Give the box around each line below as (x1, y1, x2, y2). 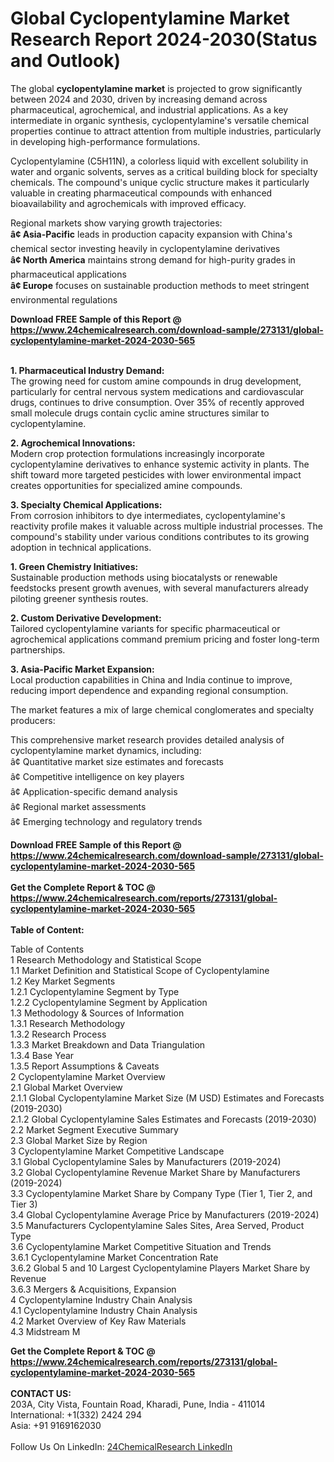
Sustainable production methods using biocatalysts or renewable (10, 571, 278, 583)
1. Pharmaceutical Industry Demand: (10, 364, 165, 376)
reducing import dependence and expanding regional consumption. (10, 684, 289, 696)
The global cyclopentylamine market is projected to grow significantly (10, 82, 303, 94)
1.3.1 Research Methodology (10, 1017, 126, 1029)
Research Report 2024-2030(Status (10, 28, 318, 51)
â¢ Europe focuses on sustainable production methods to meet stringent (10, 279, 310, 291)
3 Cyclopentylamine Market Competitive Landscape (10, 1145, 225, 1157)
